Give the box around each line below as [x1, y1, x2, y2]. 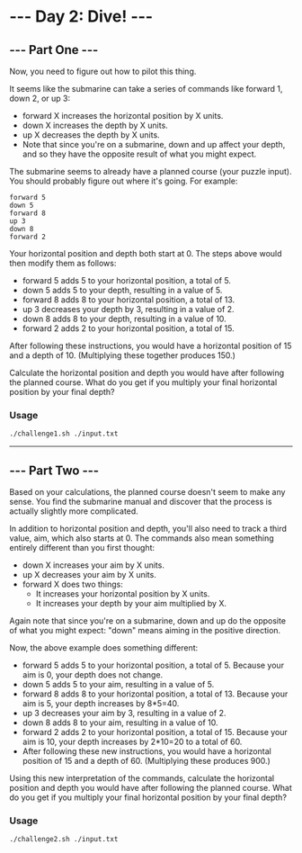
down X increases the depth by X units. [22, 120, 168, 130]
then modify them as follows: [9, 258, 117, 268]
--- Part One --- [9, 42, 99, 58]
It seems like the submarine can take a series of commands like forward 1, [9, 84, 283, 94]
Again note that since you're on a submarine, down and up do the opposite [9, 615, 286, 626]
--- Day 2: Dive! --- [9, 6, 154, 27]
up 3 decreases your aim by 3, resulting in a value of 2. [22, 707, 226, 718]
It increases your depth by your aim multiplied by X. [35, 597, 227, 608]
